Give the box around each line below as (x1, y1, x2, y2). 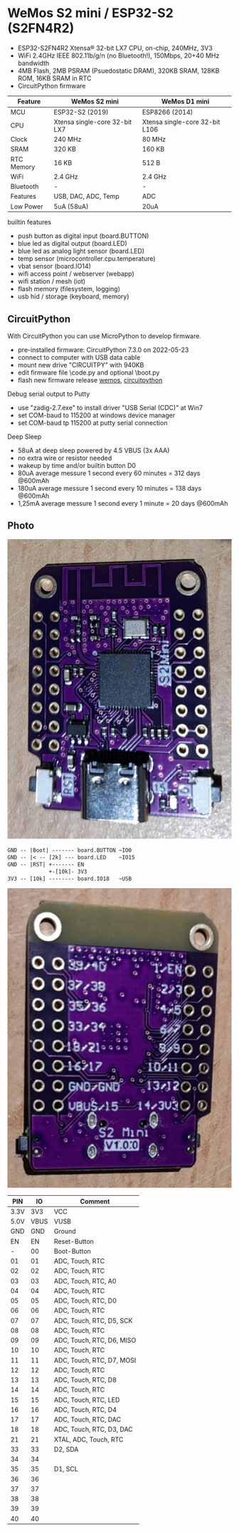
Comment (80, 1197, 110, 1205)
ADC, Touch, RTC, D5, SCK (53, 1316, 133, 1325)
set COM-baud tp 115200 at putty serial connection (17, 419, 168, 427)
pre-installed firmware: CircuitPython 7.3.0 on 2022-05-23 (17, 345, 189, 354)
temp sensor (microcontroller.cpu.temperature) (17, 254, 156, 263)
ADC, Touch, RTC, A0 (53, 1276, 117, 1285)
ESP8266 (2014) (142, 108, 193, 116)
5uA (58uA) (53, 202, 89, 211)
